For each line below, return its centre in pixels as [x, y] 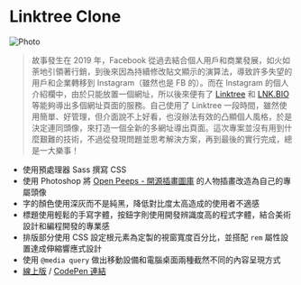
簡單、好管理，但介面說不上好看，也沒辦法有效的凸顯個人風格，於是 [166, 116]
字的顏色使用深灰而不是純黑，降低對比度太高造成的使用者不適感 [141, 203]
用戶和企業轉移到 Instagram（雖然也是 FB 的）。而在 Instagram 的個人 [160, 82]
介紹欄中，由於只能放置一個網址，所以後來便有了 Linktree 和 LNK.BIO [160, 94]
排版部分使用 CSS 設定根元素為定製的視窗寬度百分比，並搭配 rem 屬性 [151, 237]
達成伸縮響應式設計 [66, 248]
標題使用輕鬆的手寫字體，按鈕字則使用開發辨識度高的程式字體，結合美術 [156, 215]
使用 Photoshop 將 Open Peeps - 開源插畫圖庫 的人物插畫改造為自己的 [153, 180]
